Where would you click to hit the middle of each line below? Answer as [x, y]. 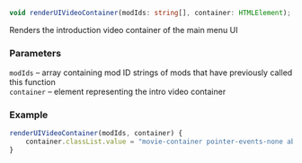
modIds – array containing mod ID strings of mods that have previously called [151, 73]
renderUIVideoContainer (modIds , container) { [96, 133]
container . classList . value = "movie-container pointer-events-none [154, 142]
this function [32, 82]
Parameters [35, 53]
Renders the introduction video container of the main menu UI [124, 30]
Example [29, 115]
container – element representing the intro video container [118, 92]
